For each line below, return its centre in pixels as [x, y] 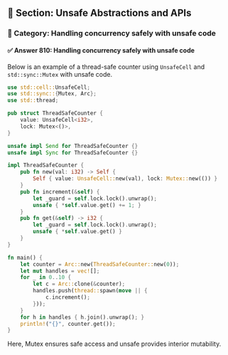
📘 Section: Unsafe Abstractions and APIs [99, 13]
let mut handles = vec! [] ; [60, 271]
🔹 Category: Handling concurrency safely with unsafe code [112, 33]
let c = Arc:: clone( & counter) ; [79, 284]
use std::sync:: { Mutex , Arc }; [52, 94]
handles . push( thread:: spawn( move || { [90, 291]
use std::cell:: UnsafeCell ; [49, 87]
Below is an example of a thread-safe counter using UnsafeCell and [106, 67]
